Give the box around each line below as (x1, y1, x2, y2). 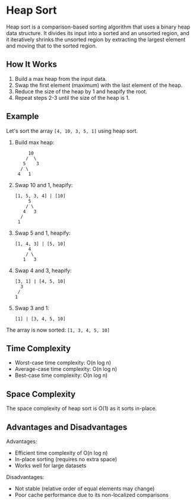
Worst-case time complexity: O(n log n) (14, 359, 112, 366)
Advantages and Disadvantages (6, 422, 128, 432)
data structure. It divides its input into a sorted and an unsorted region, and (6, 29, 190, 36)
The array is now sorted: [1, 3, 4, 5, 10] (6, 326, 110, 333)
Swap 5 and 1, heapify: (14, 229, 71, 237)
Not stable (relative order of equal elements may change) (14, 485, 155, 492)
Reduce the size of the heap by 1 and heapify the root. (14, 87, 147, 95)
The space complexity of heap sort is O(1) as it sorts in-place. (6, 405, 157, 412)
